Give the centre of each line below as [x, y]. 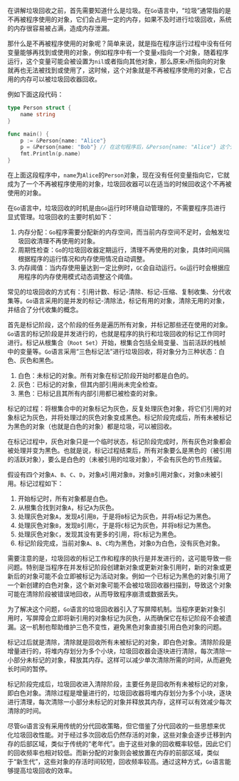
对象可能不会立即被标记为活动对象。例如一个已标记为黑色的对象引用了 [129, 576]
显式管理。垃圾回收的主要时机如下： [60, 217]
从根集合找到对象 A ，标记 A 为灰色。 [68, 507]
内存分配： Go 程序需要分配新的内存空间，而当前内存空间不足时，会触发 [121, 232]
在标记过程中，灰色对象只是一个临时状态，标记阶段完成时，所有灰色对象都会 [119, 441]
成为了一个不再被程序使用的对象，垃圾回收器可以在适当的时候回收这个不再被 [119, 184]
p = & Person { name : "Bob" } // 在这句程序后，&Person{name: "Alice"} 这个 [125, 147]
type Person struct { [39, 108]
